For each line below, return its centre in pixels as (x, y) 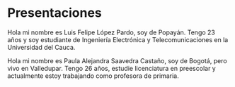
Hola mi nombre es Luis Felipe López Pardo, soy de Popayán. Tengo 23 (111, 32)
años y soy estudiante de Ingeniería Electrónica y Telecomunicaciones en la (118, 39)
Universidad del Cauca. (41, 47)
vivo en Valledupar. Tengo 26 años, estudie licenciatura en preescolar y (111, 68)
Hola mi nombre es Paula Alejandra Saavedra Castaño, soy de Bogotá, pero (117, 60)
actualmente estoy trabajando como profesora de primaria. (93, 76)
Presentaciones (55, 13)
